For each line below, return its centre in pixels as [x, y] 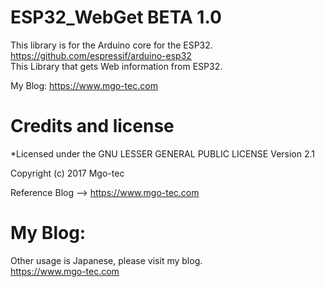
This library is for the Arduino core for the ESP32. [111, 45]
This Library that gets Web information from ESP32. [116, 66]
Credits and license [92, 126]
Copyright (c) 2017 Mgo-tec [67, 173]
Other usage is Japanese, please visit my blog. [106, 260]
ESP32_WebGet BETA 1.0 [116, 17]
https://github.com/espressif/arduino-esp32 [101, 55]
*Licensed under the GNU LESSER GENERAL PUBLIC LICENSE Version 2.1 [163, 153]
